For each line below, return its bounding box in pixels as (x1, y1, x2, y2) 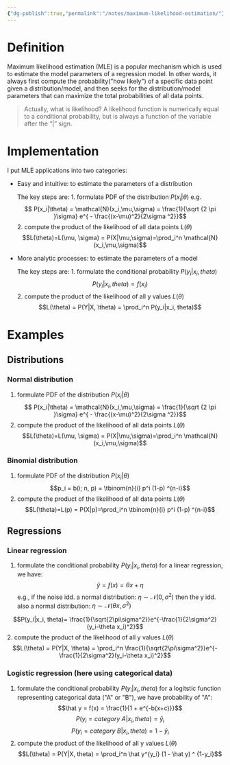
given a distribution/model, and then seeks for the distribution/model (7, 84, 201, 93)
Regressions (7, 526, 62, 537)
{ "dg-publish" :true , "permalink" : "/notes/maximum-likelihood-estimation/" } (7, 10, 225, 17)
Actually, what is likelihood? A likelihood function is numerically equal (23, 104, 219, 113)
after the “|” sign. (23, 119, 73, 128)
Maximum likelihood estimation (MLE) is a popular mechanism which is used (7, 62, 222, 71)
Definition (7, 39, 65, 55)
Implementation (7, 143, 99, 158)
